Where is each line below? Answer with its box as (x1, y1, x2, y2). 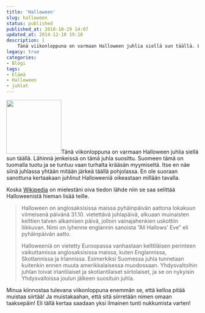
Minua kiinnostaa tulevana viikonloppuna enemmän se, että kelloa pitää (6, 287, 185, 293)
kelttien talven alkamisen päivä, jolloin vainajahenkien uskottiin (21, 218, 179, 224)
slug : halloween (6, 15, 48, 21)
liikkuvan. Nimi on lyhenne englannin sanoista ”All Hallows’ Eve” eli (21, 224, 189, 231)
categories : (6, 54, 37, 61)
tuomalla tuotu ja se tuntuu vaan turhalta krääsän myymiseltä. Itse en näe (6, 161, 190, 168)
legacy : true (6, 49, 40, 55)
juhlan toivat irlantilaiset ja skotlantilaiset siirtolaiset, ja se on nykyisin (21, 268, 195, 275)
